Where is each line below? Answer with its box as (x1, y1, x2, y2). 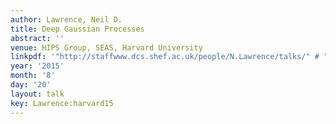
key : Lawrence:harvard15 (10, 98, 114, 108)
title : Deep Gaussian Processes (10, 24, 145, 34)
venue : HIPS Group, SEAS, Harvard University (10, 42, 203, 53)
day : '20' (10, 80, 52, 90)
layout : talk (10, 89, 65, 99)
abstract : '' (10, 33, 65, 43)
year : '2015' (10, 61, 65, 71)
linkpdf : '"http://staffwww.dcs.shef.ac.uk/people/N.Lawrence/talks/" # (10, 52, 320, 62)
